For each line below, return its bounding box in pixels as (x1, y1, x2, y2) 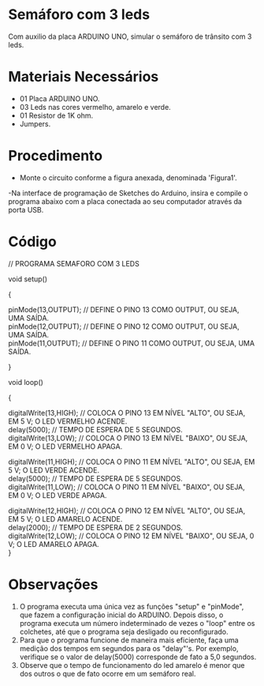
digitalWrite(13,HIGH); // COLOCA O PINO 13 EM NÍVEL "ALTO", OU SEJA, (8, 408, 246, 417)
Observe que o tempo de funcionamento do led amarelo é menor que (19, 660, 245, 669)
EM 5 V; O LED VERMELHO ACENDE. (8, 416, 128, 426)
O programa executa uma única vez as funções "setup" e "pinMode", (19, 601, 244, 611)
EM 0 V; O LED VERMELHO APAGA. (8, 441, 123, 451)
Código (8, 233, 57, 251)
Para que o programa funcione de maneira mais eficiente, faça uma (19, 635, 239, 645)
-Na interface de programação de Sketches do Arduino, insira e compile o (8, 188, 248, 198)
